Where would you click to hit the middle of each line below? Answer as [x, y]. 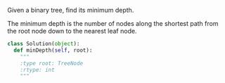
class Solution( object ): [44, 44]
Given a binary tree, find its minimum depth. [71, 10]
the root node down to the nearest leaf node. [72, 31]
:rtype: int [37, 70]
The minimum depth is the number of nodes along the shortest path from [113, 23]
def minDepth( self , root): [53, 50]
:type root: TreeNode [51, 63]
